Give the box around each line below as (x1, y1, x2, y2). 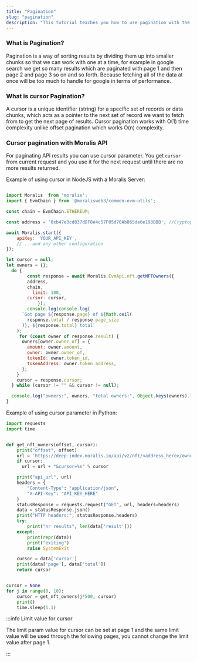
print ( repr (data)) (27, 534, 72, 540)
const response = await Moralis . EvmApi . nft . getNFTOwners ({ (27, 273, 175, 279)
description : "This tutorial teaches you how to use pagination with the (6, 19, 191, 25)
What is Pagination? (6, 39, 64, 47)
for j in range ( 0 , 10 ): (6, 588, 64, 594)
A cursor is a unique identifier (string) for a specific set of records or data (6, 105, 184, 112)
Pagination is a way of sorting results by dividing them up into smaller (6, 52, 174, 59)
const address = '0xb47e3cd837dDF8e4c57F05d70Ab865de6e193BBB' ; (6, 219, 167, 225)
